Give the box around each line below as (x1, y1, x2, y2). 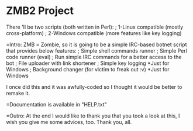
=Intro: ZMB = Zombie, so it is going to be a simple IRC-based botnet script (6, 41, 187, 48)
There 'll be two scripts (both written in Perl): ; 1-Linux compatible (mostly (6, 23, 184, 30)
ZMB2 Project (6, 4, 74, 18)
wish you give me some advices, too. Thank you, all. (6, 118, 132, 125)
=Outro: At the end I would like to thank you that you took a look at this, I (6, 112, 180, 119)
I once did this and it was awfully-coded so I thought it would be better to (6, 83, 182, 90)
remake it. (6, 89, 30, 96)
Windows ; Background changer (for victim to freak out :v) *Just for (6, 65, 170, 73)
